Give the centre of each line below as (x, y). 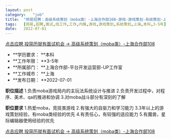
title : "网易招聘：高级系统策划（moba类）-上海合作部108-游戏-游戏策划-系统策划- (84, 19)
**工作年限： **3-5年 (36, 61)
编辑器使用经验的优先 (32, 121)
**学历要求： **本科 (33, 55)
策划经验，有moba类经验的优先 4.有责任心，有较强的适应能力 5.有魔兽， (85, 114)
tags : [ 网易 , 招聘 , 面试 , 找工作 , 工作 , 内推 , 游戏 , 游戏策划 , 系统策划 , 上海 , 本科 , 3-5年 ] (86, 24)
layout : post (19, 10)
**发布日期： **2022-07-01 (42, 80)
